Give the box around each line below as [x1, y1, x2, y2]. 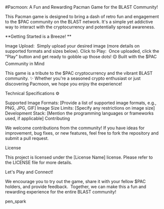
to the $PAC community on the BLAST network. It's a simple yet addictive [5, 19, 153, 24]
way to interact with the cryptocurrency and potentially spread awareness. [5, 24, 156, 30]
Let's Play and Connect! [5, 169, 53, 175]
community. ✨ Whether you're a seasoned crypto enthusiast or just [5, 75, 141, 81]
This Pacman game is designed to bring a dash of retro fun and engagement [5, 14, 159, 19]
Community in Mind [5, 61, 45, 67]
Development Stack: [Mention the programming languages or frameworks [5, 110, 154, 116]
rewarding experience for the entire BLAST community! [5, 189, 117, 195]
